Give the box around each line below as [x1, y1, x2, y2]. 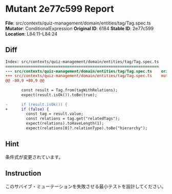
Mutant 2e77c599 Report [5, 3, 114, 15]
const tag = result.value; [26, 111, 83, 116]
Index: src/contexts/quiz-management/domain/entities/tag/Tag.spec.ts [5, 59, 159, 64]
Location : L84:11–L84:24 [5, 31, 58, 37]
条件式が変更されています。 [5, 154, 63, 160]
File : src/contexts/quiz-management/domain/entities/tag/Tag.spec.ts [5, 20, 151, 26]
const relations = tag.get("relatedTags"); [26, 116, 120, 122]
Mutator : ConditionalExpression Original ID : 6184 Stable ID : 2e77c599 [5, 25, 154, 31]
